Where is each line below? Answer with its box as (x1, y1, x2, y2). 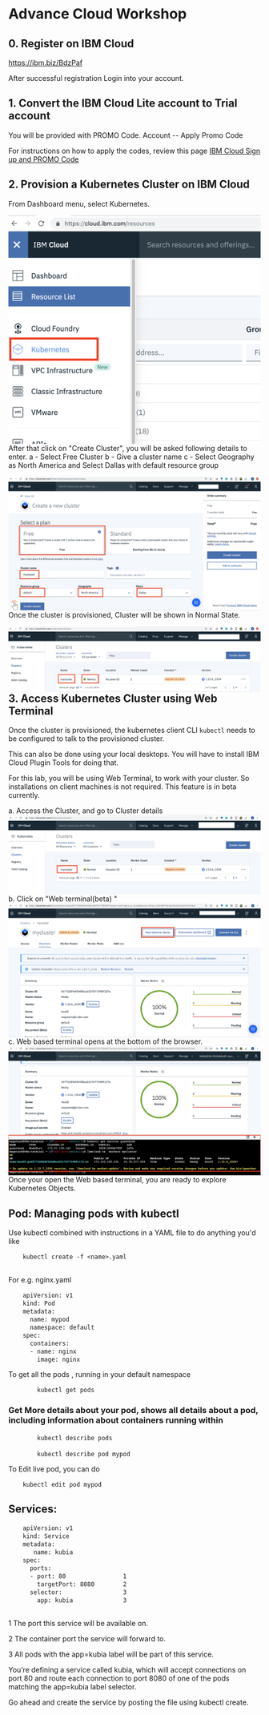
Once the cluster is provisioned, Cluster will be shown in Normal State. (8, 610, 241, 620)
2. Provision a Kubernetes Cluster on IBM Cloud (8, 178, 251, 191)
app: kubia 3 (37, 1596, 127, 1604)
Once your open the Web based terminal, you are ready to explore (8, 1175, 227, 1185)
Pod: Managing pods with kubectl (8, 1206, 180, 1220)
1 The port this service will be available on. (8, 1619, 148, 1628)
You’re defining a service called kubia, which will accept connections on (8, 1665, 247, 1675)
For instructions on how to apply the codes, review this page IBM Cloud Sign (8, 146, 261, 155)
